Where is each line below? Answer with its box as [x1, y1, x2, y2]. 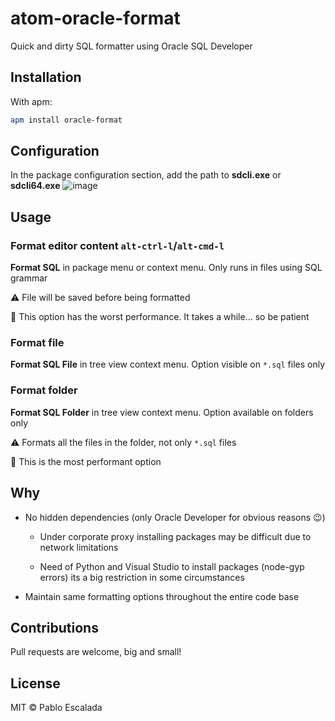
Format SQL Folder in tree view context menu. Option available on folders [10, 406, 314, 418]
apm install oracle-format [10, 115, 123, 125]
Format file [10, 336, 65, 350]
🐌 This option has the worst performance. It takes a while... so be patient [10, 311, 310, 323]
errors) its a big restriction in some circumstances [39, 571, 245, 583]
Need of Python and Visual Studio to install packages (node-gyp [39, 560, 305, 572]
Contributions [10, 619, 99, 636]
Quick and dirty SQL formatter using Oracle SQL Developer [10, 40, 253, 52]
